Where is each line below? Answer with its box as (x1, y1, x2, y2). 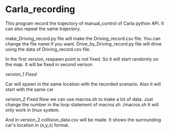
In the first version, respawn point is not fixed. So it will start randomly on (5, 56, 159, 62)
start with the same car (5, 86, 54, 92)
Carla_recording (5, 4, 75, 15)
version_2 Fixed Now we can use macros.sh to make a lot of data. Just (5, 96, 153, 102)
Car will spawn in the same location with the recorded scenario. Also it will (5, 81, 161, 87)
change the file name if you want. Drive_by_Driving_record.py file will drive (5, 40, 162, 47)
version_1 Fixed (5, 71, 37, 77)
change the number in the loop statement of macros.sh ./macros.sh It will (5, 101, 159, 107)
